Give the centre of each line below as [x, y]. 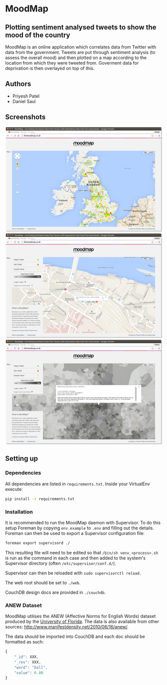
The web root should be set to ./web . [43, 582]
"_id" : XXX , [26, 657]
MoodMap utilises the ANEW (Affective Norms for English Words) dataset [81, 616]
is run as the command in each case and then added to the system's [76, 558]
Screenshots [25, 117]
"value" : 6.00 [29, 673]
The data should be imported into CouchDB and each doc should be [75, 636]
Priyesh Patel [26, 96]
